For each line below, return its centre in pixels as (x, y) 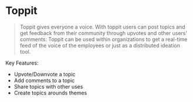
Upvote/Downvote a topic (45, 74)
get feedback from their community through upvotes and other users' (104, 33)
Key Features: (22, 63)
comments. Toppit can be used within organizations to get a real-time (104, 39)
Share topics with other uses (48, 86)
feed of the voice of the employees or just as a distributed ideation (100, 45)
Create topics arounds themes (50, 93)
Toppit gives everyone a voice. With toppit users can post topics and (102, 27)
